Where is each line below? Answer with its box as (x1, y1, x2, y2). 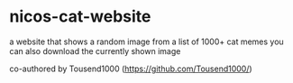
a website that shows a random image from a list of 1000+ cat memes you (9, 36, 284, 47)
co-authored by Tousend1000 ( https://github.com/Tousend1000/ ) (9, 63, 252, 74)
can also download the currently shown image (9, 45, 181, 56)
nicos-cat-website (9, 6, 151, 27)
